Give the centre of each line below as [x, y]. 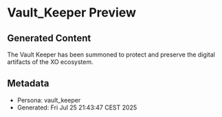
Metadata [28, 84]
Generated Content [49, 38]
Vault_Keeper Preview [71, 13]
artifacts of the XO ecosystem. [51, 62]
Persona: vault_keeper [49, 100]
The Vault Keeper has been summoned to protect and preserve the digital [111, 54]
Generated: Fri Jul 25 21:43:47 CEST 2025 [77, 107]
